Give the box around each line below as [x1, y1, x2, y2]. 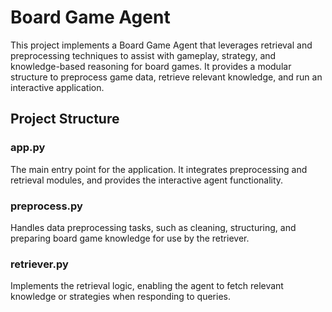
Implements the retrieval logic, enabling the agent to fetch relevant [10, 280, 284, 292]
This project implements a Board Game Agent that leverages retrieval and [10, 39, 313, 51]
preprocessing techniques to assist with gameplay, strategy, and [10, 49, 277, 61]
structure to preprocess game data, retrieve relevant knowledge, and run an [10, 71, 323, 83]
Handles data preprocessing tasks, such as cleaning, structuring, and [10, 221, 297, 233]
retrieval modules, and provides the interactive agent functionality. [10, 174, 284, 186]
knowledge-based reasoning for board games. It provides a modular [10, 60, 292, 72]
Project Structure [10, 111, 120, 128]
